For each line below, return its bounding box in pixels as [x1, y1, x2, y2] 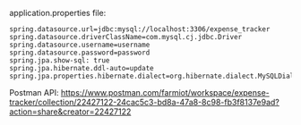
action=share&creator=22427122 [9, 106, 132, 117]
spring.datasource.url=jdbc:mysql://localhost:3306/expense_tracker [9, 25, 271, 34]
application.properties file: [9, 8, 107, 18]
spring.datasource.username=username [9, 40, 150, 49]
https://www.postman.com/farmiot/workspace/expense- [60, 87, 271, 97]
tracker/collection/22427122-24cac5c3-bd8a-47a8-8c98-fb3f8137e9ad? [9, 97, 280, 107]
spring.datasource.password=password [9, 48, 150, 57]
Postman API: [9, 87, 59, 97]
